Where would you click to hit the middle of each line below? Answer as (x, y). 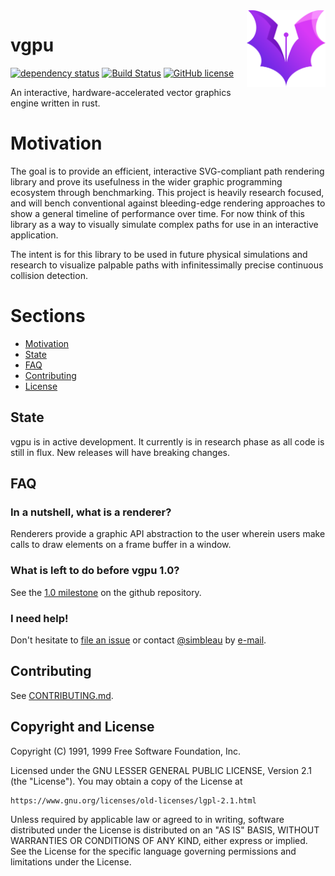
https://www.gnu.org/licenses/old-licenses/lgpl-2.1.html (133, 800)
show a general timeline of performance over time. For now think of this (157, 213)
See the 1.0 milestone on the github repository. (106, 592)
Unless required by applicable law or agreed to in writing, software (147, 819)
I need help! (39, 618)
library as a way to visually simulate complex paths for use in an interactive (164, 224)
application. (34, 235)
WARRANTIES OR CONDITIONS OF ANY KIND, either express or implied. (159, 840)
